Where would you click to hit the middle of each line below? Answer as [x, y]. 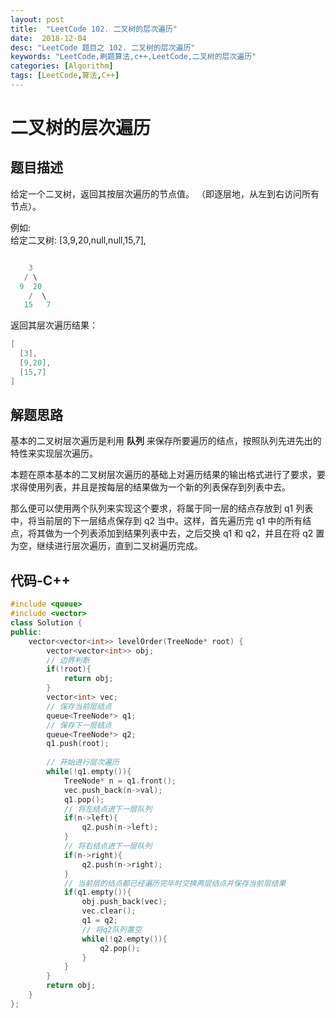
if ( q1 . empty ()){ [97, 892]
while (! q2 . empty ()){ [124, 939]
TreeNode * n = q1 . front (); [120, 781]
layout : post [37, 19]
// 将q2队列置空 [111, 929]
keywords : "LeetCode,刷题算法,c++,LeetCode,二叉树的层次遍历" [133, 57]
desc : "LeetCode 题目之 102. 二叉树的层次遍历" [103, 47]
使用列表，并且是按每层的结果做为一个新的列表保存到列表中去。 [159, 487]
